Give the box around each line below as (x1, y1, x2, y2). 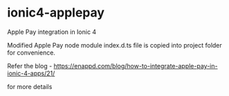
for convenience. (7, 48, 55, 57)
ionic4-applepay (7, 5, 105, 21)
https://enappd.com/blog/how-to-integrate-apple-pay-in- (53, 61, 218, 70)
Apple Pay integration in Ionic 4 (7, 28, 97, 36)
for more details (7, 82, 53, 90)
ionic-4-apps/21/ (7, 69, 55, 77)
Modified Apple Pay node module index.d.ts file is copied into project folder (7, 41, 223, 49)
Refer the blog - (7, 61, 53, 70)
